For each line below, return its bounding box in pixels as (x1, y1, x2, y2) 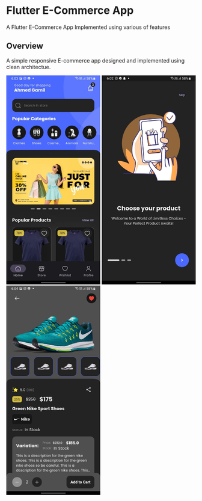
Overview (6, 41, 44, 51)
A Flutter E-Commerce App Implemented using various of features (6, 23, 171, 31)
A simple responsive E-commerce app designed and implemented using (6, 57, 185, 64)
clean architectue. (6, 63, 51, 70)
